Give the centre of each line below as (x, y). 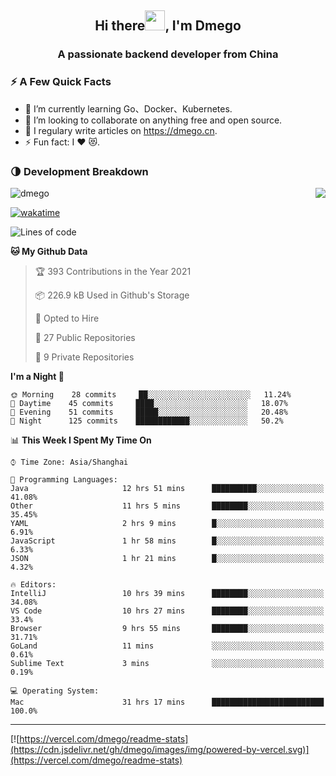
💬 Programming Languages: (64, 479)
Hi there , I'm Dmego (168, 26)
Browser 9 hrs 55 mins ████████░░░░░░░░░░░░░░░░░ (167, 628)
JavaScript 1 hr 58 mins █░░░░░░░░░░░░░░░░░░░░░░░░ (167, 541)
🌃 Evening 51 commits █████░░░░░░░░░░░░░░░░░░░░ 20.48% (149, 412)
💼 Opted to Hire (67, 318)
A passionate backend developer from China (168, 54)
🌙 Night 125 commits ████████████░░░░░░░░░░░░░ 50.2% (147, 421)
